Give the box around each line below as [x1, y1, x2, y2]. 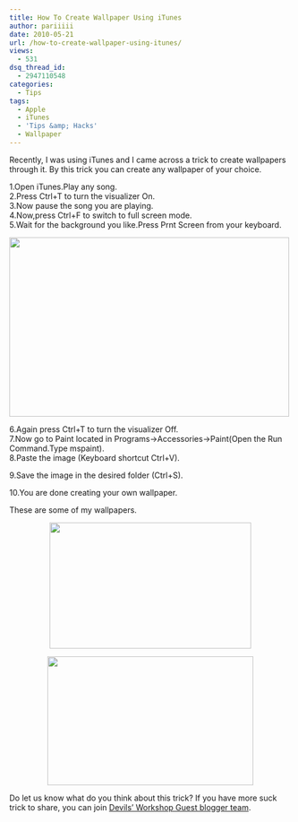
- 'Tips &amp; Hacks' [17, 122, 98, 131]
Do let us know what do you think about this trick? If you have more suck [9, 792, 277, 803]
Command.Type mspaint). [9, 443, 105, 454]
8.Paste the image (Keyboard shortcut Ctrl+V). [9, 452, 181, 463]
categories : [9, 80, 54, 89]
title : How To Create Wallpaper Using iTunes [9, 13, 182, 22]
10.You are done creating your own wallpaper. [9, 487, 178, 498]
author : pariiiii [9, 22, 74, 30]
